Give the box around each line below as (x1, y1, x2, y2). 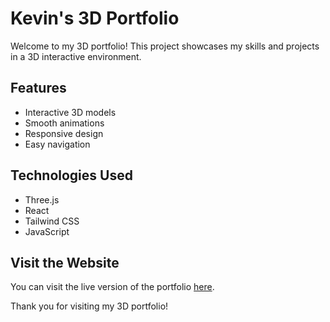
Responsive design (24, 127, 104, 139)
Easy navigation (24, 138, 91, 150)
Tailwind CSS (24, 215, 80, 227)
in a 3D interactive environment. (10, 50, 142, 62)
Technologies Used (10, 167, 133, 184)
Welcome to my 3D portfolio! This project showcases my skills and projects (10, 40, 320, 52)
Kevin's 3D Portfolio (10, 7, 180, 30)
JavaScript (24, 225, 70, 237)
